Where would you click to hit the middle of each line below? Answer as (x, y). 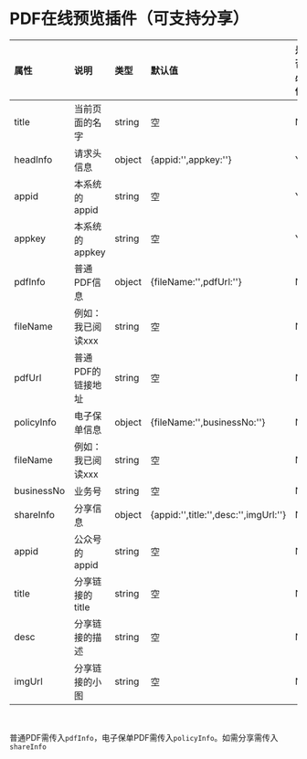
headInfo (33, 159)
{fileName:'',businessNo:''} (208, 422)
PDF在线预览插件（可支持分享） (129, 19)
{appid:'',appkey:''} (191, 159)
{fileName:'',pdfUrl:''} (196, 281)
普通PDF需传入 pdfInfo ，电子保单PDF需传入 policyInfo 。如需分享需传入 (144, 737)
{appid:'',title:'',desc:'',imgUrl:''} (218, 514)
